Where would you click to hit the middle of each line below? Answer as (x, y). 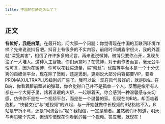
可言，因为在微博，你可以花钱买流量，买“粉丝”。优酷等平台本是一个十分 (82, 68)
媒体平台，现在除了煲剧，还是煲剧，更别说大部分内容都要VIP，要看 (86, 74)
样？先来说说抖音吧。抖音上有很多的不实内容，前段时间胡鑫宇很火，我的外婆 (82, 50)
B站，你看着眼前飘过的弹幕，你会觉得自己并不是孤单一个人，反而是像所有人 (82, 86)
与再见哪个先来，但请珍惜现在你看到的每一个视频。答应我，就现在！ (74, 117)
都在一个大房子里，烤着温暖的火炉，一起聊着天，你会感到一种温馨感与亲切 (80, 92)
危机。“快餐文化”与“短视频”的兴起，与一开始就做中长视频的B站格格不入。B (81, 105)
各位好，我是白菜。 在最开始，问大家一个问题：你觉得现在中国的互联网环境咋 (82, 43)
